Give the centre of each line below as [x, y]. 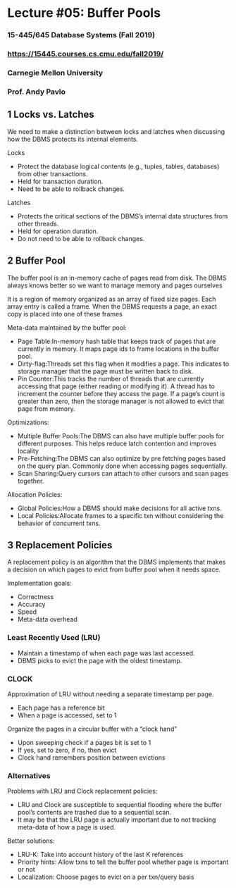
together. [31, 481]
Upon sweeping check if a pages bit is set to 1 [84, 742]
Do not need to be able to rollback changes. [81, 238]
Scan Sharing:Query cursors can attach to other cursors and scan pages [123, 473]
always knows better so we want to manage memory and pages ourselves [115, 285]
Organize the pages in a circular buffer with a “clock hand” [92, 729]
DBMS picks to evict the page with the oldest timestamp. [100, 660]
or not [26, 870]
